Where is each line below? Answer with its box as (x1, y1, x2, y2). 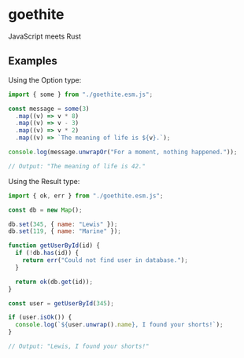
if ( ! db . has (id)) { (15, 249, 79, 257)
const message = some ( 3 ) (8, 105, 90, 113)
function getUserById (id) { (8, 242, 101, 249)
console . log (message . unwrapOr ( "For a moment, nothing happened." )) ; (8, 148, 238, 156)
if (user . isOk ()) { (8, 313, 72, 322)
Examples (8, 54, 57, 68)
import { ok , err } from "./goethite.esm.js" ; (8, 191, 164, 200)
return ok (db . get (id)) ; (15, 278, 93, 286)
